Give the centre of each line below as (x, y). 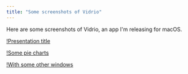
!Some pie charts (28, 53)
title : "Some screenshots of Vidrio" (54, 12)
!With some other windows (40, 64)
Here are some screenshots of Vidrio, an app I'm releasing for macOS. (94, 29)
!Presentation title (28, 41)
